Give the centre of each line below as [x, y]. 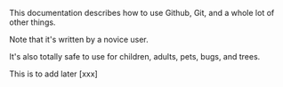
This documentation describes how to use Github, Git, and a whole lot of [142, 13]
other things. [32, 22]
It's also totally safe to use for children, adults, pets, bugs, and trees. [135, 56]
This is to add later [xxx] [53, 74]
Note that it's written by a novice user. [79, 40]
